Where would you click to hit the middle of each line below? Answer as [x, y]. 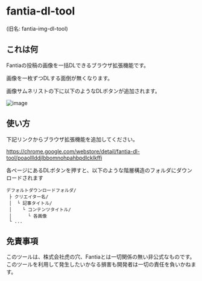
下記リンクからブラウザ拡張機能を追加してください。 [72, 139]
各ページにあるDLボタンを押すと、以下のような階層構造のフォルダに [91, 170]
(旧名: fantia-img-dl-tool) [37, 28]
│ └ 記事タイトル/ [30, 203]
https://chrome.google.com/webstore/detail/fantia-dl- [73, 151]
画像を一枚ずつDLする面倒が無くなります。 [60, 78]
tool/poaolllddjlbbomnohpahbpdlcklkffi [54, 158]
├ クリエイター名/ [29, 197]
